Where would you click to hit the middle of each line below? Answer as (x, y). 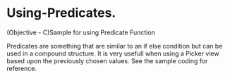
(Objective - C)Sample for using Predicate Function (81, 32)
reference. (22, 68)
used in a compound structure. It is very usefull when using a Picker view (113, 53)
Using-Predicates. (61, 13)
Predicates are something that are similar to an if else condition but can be (115, 46)
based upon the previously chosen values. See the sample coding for (107, 60)
